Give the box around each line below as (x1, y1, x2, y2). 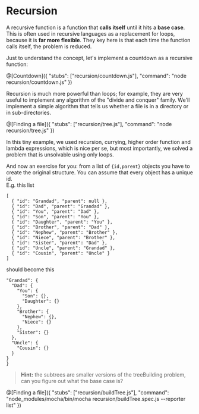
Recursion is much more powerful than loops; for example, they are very (6, 90, 183, 97)
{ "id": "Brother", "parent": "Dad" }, (11, 224, 110, 230)
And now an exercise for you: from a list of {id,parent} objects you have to (6, 162, 190, 170)
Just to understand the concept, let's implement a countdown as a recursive (6, 54, 193, 61)
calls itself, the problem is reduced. (6, 43, 92, 50)
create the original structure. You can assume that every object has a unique (6, 168, 193, 176)
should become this (6, 266, 55, 273)
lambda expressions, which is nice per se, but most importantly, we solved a (6, 145, 193, 152)
